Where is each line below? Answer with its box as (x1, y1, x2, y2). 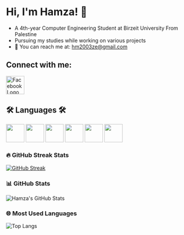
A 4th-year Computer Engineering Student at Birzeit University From (14, 24, 179, 31)
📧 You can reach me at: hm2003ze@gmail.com (14, 43, 128, 50)
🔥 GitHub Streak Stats (6, 151, 69, 159)
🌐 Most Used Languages (6, 209, 77, 218)
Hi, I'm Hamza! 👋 (6, 5, 87, 19)
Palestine (14, 30, 37, 37)
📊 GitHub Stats (6, 179, 51, 187)
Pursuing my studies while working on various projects (14, 37, 146, 44)
